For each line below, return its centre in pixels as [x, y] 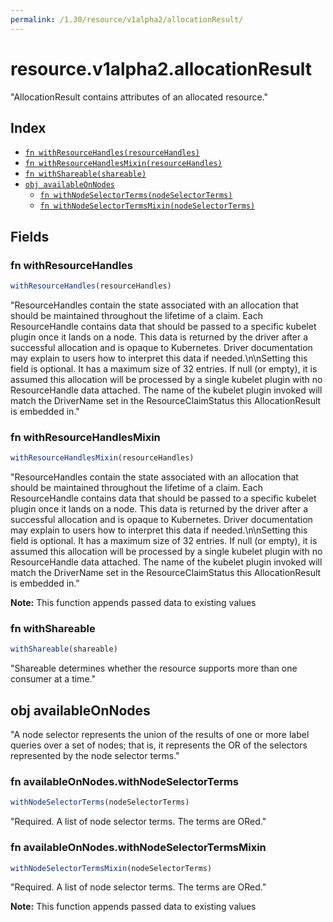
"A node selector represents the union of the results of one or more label [160, 735]
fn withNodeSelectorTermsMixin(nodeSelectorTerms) [147, 206]
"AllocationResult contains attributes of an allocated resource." [139, 97]
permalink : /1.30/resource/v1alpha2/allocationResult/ [127, 19]
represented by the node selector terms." [95, 756]
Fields [30, 236]
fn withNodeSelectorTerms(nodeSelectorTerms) [136, 196]
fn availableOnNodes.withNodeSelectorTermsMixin [138, 848]
